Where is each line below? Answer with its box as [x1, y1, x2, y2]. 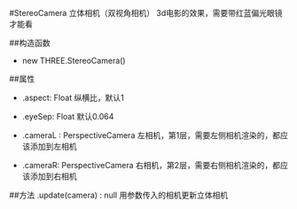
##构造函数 [9, 38, 51, 48]
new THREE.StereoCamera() [21, 56, 126, 66]
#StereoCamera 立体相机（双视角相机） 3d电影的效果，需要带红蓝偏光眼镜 [9, 8, 283, 18]
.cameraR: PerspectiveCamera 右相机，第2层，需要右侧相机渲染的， [21, 160, 273, 170]
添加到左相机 [29, 141, 77, 151]
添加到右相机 [29, 171, 77, 182]
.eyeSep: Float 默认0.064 [21, 112, 114, 121]
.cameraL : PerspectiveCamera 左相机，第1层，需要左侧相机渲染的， [21, 130, 273, 140]
